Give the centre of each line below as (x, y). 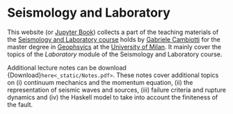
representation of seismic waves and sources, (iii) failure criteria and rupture (116, 90)
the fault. (20, 104)
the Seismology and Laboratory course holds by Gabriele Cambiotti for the (114, 39)
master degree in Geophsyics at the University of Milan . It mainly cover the (114, 47)
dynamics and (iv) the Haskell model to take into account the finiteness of (113, 97)
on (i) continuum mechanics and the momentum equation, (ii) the (100, 82)
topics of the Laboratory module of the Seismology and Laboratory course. (115, 54)
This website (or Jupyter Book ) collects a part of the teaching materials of (113, 32)
